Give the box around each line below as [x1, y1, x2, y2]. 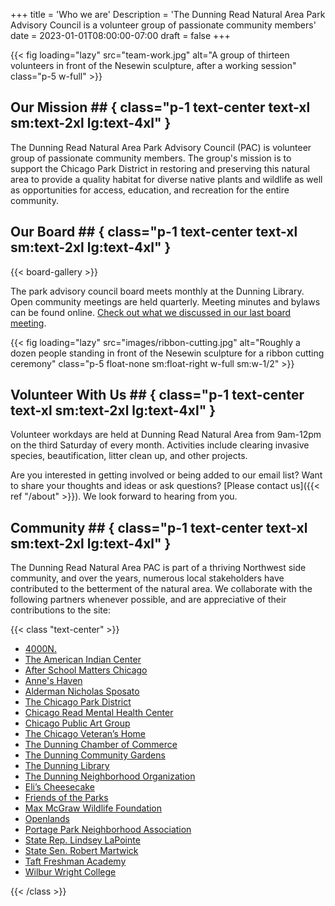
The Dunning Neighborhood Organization [24, 770, 196, 783]
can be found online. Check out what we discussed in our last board [10, 306, 292, 318]
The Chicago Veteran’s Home [24, 728, 146, 740]
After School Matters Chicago [24, 664, 148, 676]
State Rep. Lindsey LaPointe [24, 834, 141, 846]
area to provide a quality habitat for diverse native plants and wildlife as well [10, 173, 323, 185]
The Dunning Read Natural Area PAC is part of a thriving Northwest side [10, 562, 307, 574]
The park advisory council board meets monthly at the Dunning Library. [10, 285, 305, 297]
